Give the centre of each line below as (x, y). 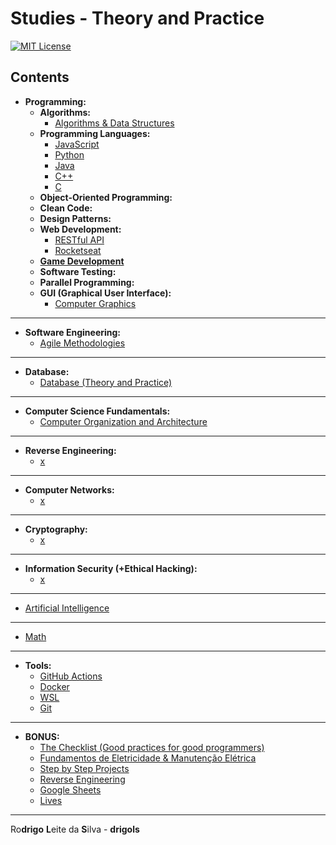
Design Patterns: (75, 218)
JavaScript (77, 144)
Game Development (82, 261)
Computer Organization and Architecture (123, 421)
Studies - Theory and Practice (137, 18)
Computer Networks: (69, 489)
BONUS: (42, 736)
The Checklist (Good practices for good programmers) (152, 747)
